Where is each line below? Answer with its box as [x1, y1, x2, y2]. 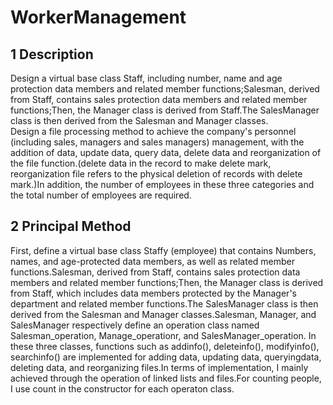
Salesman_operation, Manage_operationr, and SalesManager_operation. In [10, 329, 317, 341]
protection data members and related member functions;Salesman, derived [10, 83, 320, 95]
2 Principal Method [10, 218, 132, 235]
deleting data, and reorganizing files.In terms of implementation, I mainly [10, 361, 309, 373]
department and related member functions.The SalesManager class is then [10, 297, 319, 310]
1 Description [10, 46, 94, 63]
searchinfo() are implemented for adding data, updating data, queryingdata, [10, 351, 322, 363]
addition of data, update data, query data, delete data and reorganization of [10, 147, 322, 158]
